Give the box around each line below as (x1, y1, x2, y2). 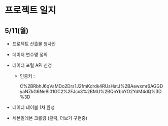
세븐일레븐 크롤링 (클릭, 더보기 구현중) (12, 115, 87, 121)
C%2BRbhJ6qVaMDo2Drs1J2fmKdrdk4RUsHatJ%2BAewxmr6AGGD (19, 83, 163, 89)
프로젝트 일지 (5, 5, 56, 16)
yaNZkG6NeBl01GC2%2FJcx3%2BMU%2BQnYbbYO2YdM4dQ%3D (19, 89, 162, 94)
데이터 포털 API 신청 (12, 62, 52, 68)
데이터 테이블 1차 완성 (12, 104, 55, 110)
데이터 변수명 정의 (12, 52, 48, 57)
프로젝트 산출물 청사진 (12, 41, 56, 47)
